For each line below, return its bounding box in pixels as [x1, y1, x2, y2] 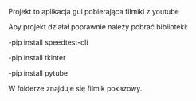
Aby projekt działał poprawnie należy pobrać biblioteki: [8, 22, 189, 31]
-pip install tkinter [8, 53, 66, 62]
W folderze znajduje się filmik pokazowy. [8, 84, 143, 93]
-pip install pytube [8, 68, 69, 78]
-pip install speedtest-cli [8, 37, 88, 47]
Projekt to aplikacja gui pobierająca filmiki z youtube [8, 7, 179, 16]
